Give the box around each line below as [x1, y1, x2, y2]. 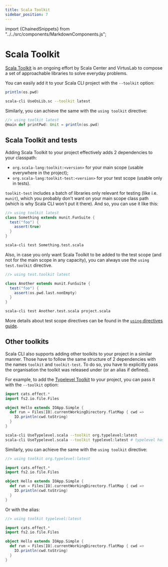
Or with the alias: [5, 506, 40, 512]
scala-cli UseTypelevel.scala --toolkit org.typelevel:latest [5, 432, 137, 438]
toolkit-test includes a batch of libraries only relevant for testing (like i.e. [5, 190, 158, 196]
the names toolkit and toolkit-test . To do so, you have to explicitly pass [5, 361, 158, 367]
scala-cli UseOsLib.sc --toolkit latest [5, 99, 91, 104]
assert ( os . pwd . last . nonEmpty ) [14, 290, 77, 295]
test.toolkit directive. [5, 262, 52, 268]
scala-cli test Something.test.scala [5, 243, 84, 248]
